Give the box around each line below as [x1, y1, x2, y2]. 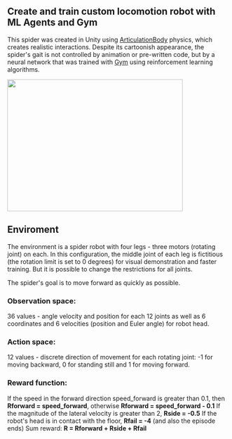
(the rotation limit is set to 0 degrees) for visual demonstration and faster [7, 257, 217, 266]
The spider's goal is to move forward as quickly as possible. [7, 278, 181, 287]
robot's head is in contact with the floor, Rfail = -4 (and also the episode [7, 416, 216, 425]
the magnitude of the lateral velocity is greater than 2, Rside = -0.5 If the [7, 409, 217, 417]
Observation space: [7, 295, 76, 305]
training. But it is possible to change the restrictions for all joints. [7, 265, 193, 273]
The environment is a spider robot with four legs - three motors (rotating [7, 242, 216, 250]
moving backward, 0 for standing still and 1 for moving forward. [7, 360, 191, 369]
